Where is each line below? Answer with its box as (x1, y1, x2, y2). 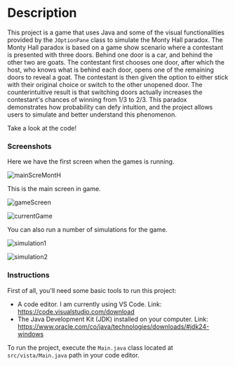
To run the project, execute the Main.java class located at (7, 343, 173, 352)
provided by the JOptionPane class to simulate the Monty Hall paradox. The (7, 35, 223, 44)
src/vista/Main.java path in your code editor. (7, 351, 140, 359)
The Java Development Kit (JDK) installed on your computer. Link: (17, 315, 208, 323)
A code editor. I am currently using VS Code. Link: (17, 300, 162, 308)
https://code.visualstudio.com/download (17, 307, 135, 315)
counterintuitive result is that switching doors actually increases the (7, 88, 203, 96)
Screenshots (7, 141, 52, 151)
